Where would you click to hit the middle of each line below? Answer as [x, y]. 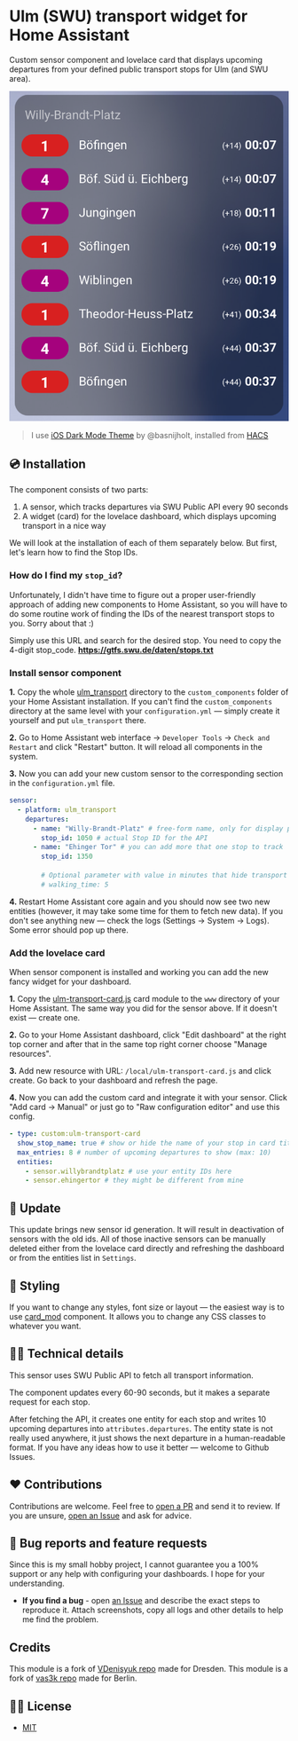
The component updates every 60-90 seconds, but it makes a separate [140, 1392]
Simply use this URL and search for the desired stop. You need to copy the [145, 640]
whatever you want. [45, 1326]
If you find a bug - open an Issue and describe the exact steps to [141, 1601]
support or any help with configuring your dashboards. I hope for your [137, 1574]
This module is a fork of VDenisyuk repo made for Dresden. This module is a [149, 1669]
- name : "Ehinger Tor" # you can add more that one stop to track [158, 847]
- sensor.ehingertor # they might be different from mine [134, 1181]
